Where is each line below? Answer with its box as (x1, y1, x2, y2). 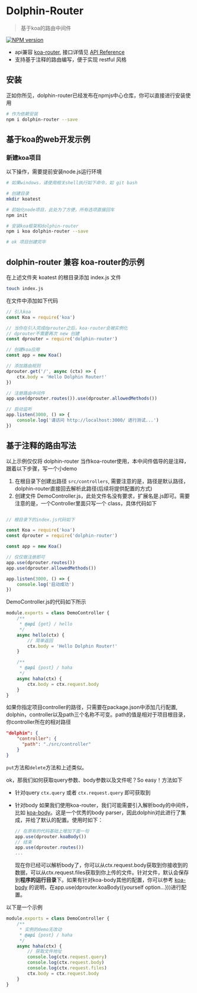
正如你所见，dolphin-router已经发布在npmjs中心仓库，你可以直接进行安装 (6, 92, 186, 99)
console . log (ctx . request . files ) (27, 965, 108, 971)
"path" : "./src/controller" (21, 741, 92, 747)
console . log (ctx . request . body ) (27, 960, 105, 966)
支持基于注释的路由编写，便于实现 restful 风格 (14, 56, 127, 63)
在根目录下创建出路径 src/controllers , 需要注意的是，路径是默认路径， (14, 478, 189, 485)
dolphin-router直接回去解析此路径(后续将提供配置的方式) (14, 485, 153, 492)
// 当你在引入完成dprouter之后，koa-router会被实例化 (6, 325, 128, 331)
